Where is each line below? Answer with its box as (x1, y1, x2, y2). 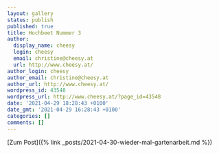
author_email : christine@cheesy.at (7, 74, 109, 81)
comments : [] (7, 119, 45, 126)
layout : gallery (7, 10, 54, 17)
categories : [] (7, 112, 51, 119)
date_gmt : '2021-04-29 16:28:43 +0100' (7, 106, 122, 113)
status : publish (7, 17, 54, 23)
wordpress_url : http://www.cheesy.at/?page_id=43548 (7, 94, 161, 101)
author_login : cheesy (7, 68, 69, 74)
